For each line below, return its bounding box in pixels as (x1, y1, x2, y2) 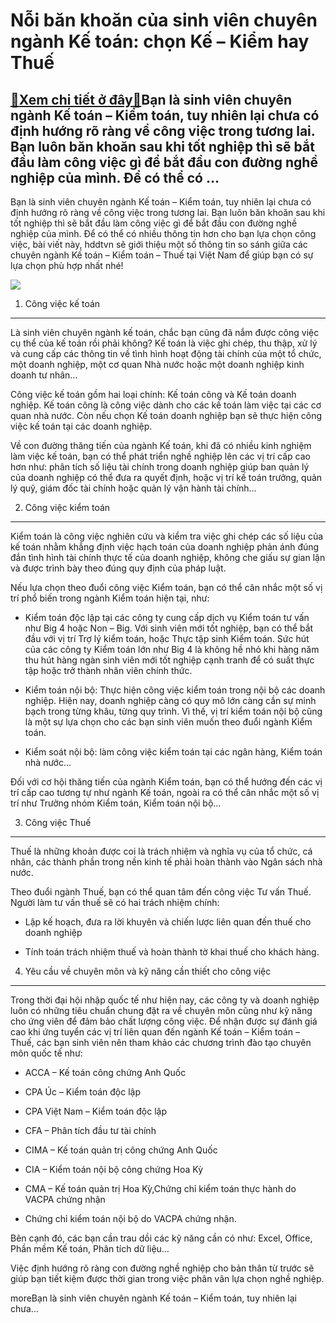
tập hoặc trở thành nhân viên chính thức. (24, 665, 193, 676)
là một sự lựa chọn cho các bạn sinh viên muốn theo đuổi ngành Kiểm (24, 716, 313, 728)
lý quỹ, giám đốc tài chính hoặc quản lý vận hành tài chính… (10, 482, 257, 494)
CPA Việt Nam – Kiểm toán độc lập (24, 1105, 167, 1117)
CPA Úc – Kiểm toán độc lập (24, 1086, 141, 1098)
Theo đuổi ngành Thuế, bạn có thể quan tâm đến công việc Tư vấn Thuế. (10, 886, 312, 898)
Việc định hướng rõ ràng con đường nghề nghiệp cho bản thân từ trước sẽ (10, 1262, 315, 1274)
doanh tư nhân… (10, 369, 78, 381)
